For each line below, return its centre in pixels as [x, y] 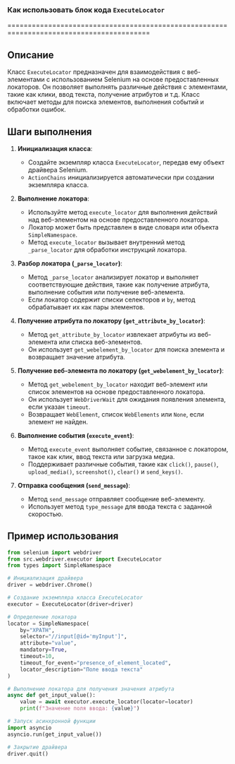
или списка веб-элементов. [101, 342]
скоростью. [45, 514]
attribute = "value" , [49, 643]
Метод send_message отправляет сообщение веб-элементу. [116, 499]
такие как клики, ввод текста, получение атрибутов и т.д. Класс [104, 95]
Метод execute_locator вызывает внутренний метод [106, 242]
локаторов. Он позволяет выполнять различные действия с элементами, [118, 87]
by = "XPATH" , [37, 630]
